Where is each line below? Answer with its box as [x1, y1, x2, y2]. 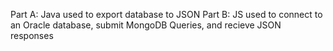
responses [10, 30, 54, 41]
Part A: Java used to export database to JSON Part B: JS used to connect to [10, 9, 323, 20]
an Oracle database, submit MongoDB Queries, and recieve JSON [10, 19, 282, 31]
